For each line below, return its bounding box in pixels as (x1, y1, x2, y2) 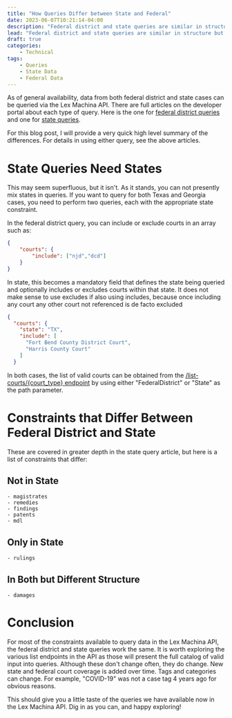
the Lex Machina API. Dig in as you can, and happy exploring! (7, 703, 182, 710)
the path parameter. (7, 386, 64, 394)
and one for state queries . (7, 116, 81, 124)
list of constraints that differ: (7, 455, 88, 463)
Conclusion (7, 615, 75, 631)
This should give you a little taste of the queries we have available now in (7, 695, 215, 703)
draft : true (7, 36, 41, 43)
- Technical (19, 49, 54, 56)
